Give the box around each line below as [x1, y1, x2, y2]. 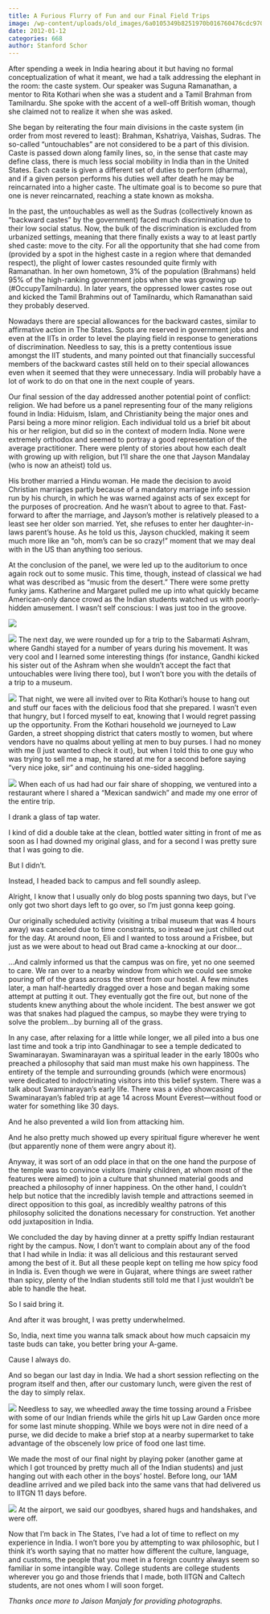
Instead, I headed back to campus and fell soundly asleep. [8, 876, 202, 886]
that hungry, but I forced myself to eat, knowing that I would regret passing [8, 711, 256, 722]
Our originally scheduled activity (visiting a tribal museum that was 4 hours [8, 916, 256, 926]
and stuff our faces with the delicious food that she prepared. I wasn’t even [8, 703, 257, 713]
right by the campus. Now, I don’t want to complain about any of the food [8, 1241, 251, 1250]
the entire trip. [8, 797, 55, 806]
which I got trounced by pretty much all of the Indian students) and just [8, 1462, 243, 1472]
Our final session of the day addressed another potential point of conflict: [8, 392, 252, 401]
